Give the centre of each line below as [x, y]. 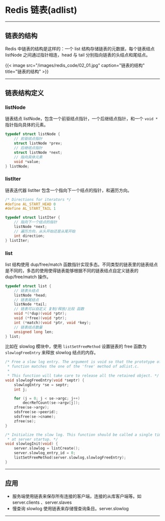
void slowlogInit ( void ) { [31, 444]
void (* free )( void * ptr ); [41, 318]
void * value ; [27, 162]
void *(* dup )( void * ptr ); [41, 314]
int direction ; [29, 236]
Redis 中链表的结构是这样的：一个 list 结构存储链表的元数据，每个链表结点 [80, 49]
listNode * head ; [31, 295]
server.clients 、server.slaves [42, 502]
